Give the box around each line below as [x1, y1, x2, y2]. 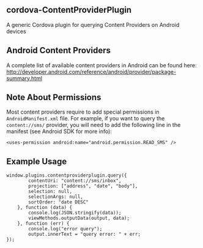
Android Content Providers [6, 45, 111, 56]
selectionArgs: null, [28, 194, 84, 200]
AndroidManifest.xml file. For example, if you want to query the [6, 115, 165, 122]
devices [6, 27, 26, 35]
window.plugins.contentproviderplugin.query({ [6, 172, 127, 179]
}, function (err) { [17, 221, 70, 227]
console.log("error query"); [28, 226, 103, 232]
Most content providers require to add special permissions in [6, 108, 160, 115]
